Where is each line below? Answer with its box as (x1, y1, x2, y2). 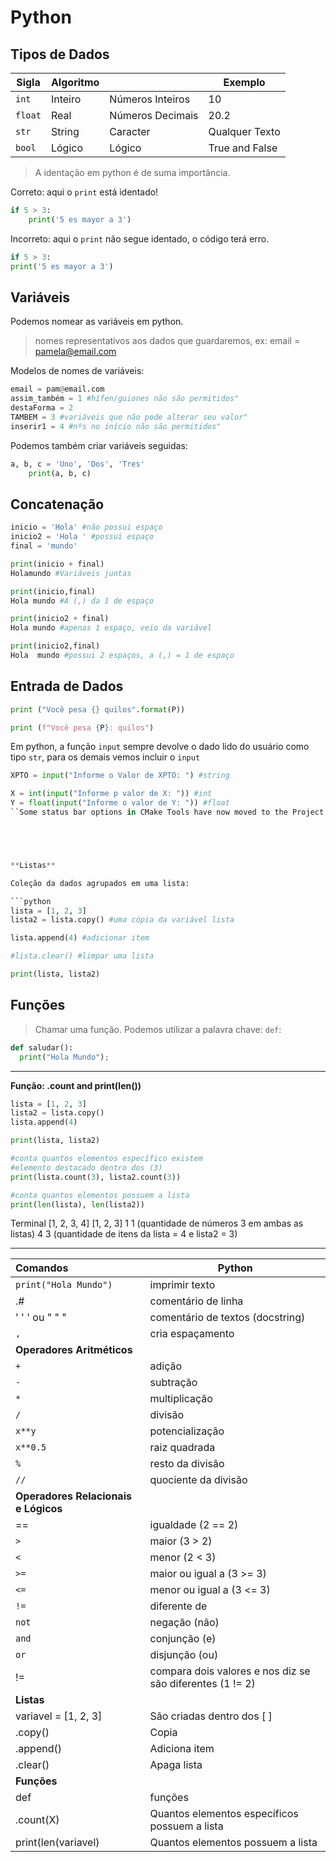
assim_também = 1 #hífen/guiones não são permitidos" (10, 394, 240, 404)
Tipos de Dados (10, 46, 110, 63)
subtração (149, 1376, 198, 1390)
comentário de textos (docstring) (149, 1311, 306, 1325)
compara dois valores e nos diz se (149, 1664, 311, 1678)
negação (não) (149, 1616, 220, 1630)
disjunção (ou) (149, 1648, 219, 1662)
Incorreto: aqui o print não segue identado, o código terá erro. (10, 232, 270, 245)
